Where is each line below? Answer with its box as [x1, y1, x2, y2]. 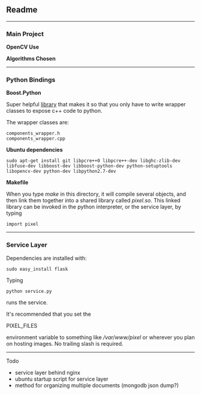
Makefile [6, 179, 29, 186]
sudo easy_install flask [6, 266, 68, 272]
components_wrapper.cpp [6, 136, 66, 142]
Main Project [6, 29, 44, 38]
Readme [6, 5, 38, 15]
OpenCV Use [6, 43, 39, 50]
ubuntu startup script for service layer [14, 375, 109, 382]
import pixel [6, 222, 39, 228]
